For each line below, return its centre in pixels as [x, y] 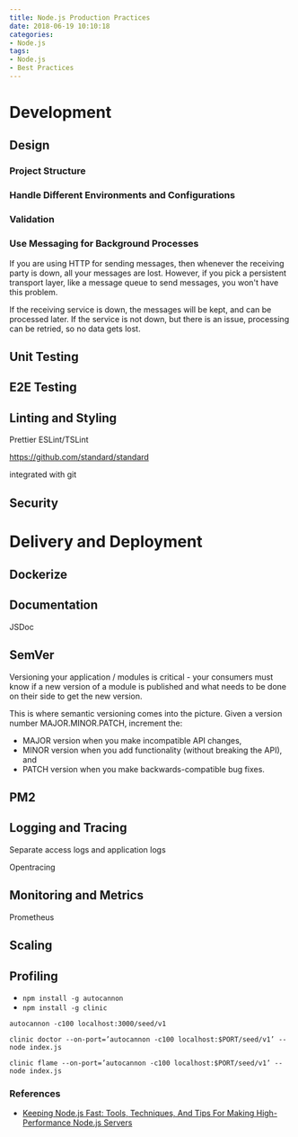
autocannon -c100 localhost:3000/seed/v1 [88, 1024]
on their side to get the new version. [76, 696]
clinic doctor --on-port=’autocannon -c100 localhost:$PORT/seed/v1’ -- [148, 1039]
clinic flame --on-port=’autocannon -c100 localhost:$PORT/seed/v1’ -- [146, 1063]
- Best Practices [42, 68]
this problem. [34, 292]
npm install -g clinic [65, 1008]
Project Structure [48, 171]
